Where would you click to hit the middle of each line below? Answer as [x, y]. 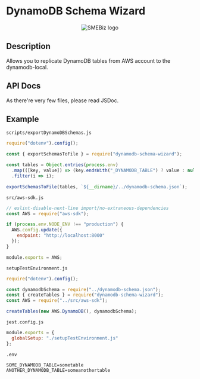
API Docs [24, 86]
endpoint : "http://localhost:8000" [61, 236]
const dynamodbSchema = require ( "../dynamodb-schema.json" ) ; [84, 289]
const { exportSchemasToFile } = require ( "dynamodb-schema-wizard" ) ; [94, 154]
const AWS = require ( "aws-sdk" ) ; [48, 213]
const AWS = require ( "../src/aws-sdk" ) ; [57, 301]
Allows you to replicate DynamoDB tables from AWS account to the [88, 60]
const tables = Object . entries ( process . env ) [62, 165]
